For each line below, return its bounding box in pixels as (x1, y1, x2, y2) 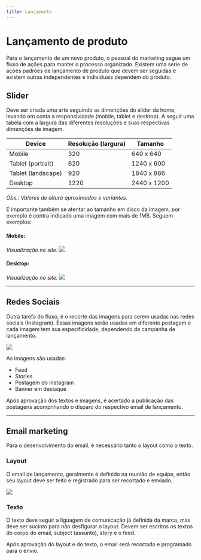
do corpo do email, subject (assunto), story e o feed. (6, 530, 136, 536)
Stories (14, 372, 33, 380)
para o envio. (6, 547, 39, 554)
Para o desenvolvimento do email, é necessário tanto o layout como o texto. (6, 442, 193, 449)
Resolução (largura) (68, 140, 126, 148)
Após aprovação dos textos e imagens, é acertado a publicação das (6, 397, 174, 404)
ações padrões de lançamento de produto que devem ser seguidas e (6, 67, 176, 74)
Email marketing (6, 426, 68, 436)
